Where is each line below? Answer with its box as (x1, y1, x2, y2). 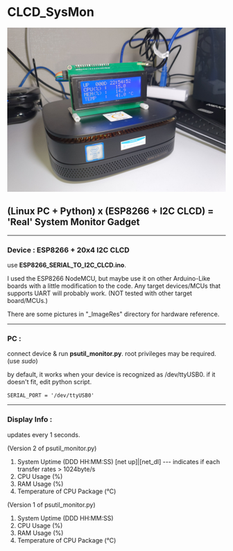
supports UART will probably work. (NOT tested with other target (7, 289, 193, 297)
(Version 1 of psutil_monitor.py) (7, 500, 96, 509)
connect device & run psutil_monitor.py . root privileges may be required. (7, 349, 216, 358)
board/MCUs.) (7, 297, 49, 305)
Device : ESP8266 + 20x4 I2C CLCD (7, 245, 130, 254)
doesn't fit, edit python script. (7, 378, 92, 386)
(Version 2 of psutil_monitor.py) (7, 444, 97, 452)
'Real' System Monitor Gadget (7, 216, 140, 228)
